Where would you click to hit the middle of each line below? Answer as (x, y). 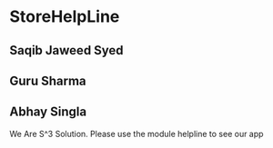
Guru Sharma (48, 80)
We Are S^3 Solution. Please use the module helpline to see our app (136, 133)
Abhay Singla (48, 112)
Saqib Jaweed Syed (67, 50)
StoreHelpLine (65, 17)
